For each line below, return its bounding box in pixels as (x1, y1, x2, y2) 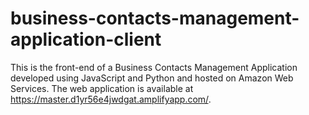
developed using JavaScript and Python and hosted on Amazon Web (10, 72, 294, 84)
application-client (10, 28, 162, 51)
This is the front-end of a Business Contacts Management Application (10, 61, 298, 73)
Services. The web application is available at (10, 82, 194, 94)
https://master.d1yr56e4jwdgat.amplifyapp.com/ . (10, 93, 212, 105)
